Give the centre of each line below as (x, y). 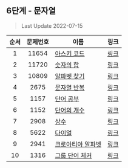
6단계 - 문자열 (31, 11)
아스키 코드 (70, 53)
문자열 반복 (70, 88)
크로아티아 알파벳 (78, 144)
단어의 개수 (70, 110)
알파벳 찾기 (70, 76)
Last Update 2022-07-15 (52, 25)
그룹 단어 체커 (73, 155)
